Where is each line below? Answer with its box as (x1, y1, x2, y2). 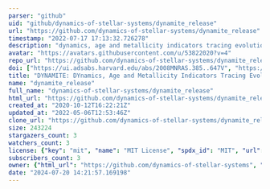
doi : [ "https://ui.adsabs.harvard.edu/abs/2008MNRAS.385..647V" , (8, 64, 231, 72)
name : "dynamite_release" (8, 79, 95, 87)
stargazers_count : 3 (8, 131, 78, 139)
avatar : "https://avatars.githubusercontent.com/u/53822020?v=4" (8, 49, 231, 57)
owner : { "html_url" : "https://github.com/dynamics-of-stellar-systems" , (8, 162, 257, 170)
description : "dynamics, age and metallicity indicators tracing (8, 42, 231, 50)
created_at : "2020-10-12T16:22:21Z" (8, 101, 131, 109)
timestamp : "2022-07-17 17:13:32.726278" (8, 34, 149, 43)
